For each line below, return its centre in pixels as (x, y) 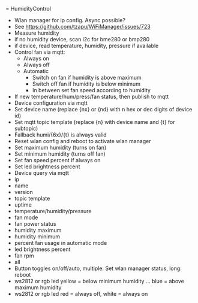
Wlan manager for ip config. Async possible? (70, 20)
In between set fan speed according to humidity (91, 90)
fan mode (26, 217)
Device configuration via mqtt (51, 103)
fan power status (35, 224)
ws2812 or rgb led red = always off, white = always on (81, 294)
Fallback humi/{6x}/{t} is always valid (60, 135)
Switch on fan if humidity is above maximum (87, 78)
